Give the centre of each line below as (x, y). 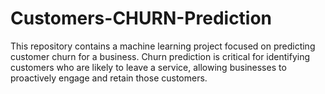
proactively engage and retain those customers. (109, 78)
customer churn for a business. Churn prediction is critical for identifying (160, 56)
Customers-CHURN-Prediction (141, 18)
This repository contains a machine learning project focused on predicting (163, 46)
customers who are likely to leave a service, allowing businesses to (148, 67)
